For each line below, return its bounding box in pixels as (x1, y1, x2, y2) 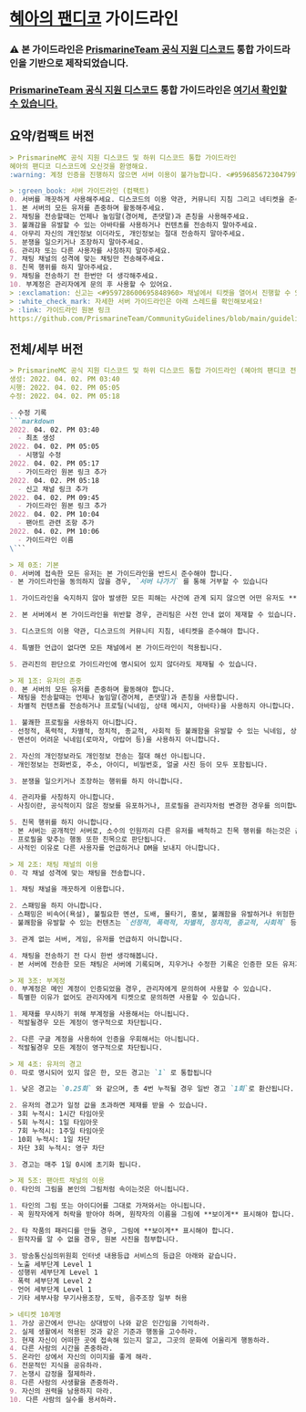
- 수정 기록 (9, 408, 47, 417)
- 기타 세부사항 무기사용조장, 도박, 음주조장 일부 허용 (9, 1293, 189, 1303)
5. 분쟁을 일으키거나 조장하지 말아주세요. (9, 237, 145, 246)
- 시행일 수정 (17, 451, 62, 460)
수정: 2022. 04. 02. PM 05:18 (9, 392, 120, 401)
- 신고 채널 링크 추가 (17, 485, 88, 494)
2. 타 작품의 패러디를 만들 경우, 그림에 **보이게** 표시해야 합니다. (9, 1226, 235, 1235)
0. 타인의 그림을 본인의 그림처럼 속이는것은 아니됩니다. (9, 1185, 190, 1194)
